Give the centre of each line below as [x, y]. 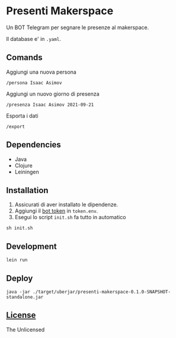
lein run [17, 260]
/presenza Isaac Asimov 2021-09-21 [50, 105]
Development [32, 246]
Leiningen [27, 172]
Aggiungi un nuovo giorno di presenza [53, 94]
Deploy [20, 278]
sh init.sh [20, 228]
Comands [24, 58]
